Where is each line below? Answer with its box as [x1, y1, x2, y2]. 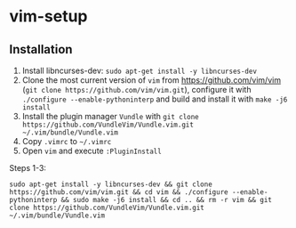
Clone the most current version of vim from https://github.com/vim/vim [21, 75, 282, 85]
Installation [9, 42, 73, 57]
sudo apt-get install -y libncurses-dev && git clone [9, 180, 213, 189]
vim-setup [9, 6, 88, 27]
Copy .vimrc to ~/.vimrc [21, 136, 112, 146]
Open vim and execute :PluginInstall [21, 145, 162, 156]
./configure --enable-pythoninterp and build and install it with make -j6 [21, 94, 288, 104]
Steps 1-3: [9, 163, 47, 173]
